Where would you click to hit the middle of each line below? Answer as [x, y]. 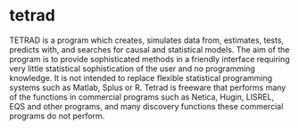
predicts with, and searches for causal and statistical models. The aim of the [149, 49]
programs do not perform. [57, 116]
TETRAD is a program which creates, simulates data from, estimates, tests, [146, 40]
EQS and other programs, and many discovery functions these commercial [146, 106]
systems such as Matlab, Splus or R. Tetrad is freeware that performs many [148, 87]
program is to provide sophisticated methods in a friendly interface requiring [149, 59]
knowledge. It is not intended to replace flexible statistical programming [141, 77]
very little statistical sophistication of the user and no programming [133, 69]
